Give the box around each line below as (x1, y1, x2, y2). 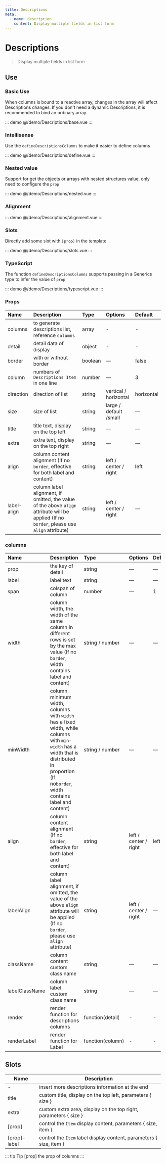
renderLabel (7, 1037, 36, 1044)
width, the (50, 605, 73, 612)
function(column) (83, 1037, 124, 1044)
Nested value (5, 165, 38, 172)
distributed (50, 755, 76, 762)
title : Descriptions (5, 7, 48, 12)
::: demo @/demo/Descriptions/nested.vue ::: (5, 191, 97, 197)
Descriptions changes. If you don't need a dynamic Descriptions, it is (5, 104, 146, 110)
